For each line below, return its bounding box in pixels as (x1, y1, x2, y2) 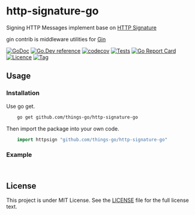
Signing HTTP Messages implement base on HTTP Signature (6, 24, 157, 31)
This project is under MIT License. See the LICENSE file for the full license (6, 196, 189, 204)
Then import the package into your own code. (6, 125, 119, 132)
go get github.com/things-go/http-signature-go (17, 114, 138, 120)
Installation (6, 89, 40, 97)
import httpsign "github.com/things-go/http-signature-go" (17, 137, 168, 143)
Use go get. (6, 102, 35, 110)
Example (6, 151, 32, 159)
